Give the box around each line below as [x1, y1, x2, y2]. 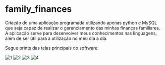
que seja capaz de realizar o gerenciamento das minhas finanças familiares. [5, 25, 160, 31]
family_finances [5, 3, 72, 15]
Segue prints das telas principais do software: [5, 45, 99, 51]
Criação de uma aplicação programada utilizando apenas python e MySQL [5, 20, 157, 26]
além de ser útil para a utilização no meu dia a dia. [5, 35, 108, 41]
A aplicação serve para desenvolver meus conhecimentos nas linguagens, [5, 30, 157, 36]
